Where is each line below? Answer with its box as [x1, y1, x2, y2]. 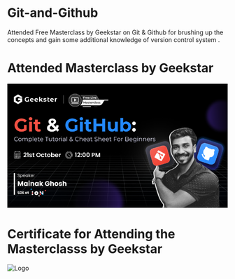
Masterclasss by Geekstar [7, 240, 163, 257]
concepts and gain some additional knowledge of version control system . [7, 35, 220, 43]
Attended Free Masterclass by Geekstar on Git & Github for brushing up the [7, 28, 224, 36]
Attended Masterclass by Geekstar [7, 60, 214, 76]
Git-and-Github [7, 5, 99, 21]
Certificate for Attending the [7, 226, 176, 242]
